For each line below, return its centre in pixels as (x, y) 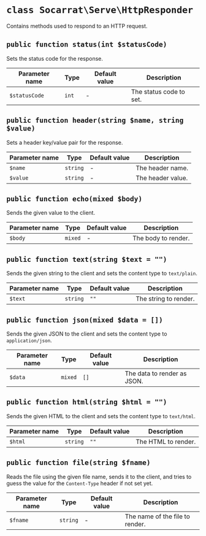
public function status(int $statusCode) (87, 44)
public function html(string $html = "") (87, 402)
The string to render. (165, 299)
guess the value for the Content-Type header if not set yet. (80, 483)
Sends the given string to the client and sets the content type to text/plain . (102, 274)
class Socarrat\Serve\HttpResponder (100, 10)
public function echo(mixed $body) (74, 199)
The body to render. (161, 239)
